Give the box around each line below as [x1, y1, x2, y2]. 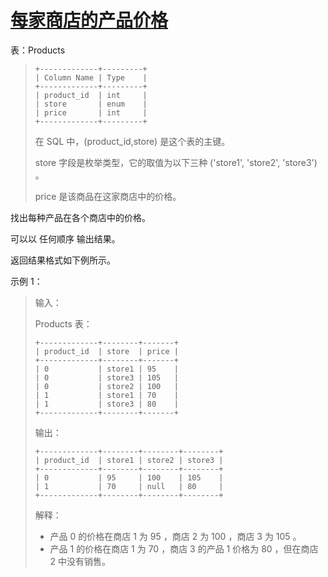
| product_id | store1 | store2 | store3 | [34, 455, 224, 465]
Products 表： [34, 317, 93, 330]
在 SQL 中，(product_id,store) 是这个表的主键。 [34, 135, 231, 147]
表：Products [10, 44, 66, 56]
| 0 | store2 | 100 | [34, 381, 179, 391]
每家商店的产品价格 [10, 9, 169, 32]
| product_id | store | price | [34, 346, 179, 356]
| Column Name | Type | [34, 72, 148, 83]
